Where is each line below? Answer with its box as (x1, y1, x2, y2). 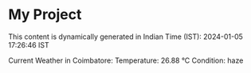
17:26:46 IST (8, 40, 49, 49)
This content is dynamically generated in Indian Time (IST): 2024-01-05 (8, 32, 243, 41)
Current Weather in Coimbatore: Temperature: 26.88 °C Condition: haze (8, 56, 244, 65)
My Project (8, 6, 82, 24)
